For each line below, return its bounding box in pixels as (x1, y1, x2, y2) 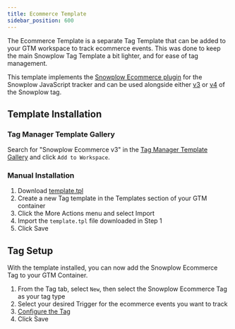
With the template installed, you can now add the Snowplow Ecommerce (7, 263, 218, 272)
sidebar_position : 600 (7, 17, 74, 24)
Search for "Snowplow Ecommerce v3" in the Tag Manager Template (7, 146, 208, 154)
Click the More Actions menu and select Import (17, 209, 155, 218)
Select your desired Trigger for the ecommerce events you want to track (17, 300, 228, 308)
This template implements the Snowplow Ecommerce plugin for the (7, 72, 203, 81)
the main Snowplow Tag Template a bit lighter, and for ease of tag (7, 51, 199, 60)
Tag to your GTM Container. (7, 271, 88, 279)
